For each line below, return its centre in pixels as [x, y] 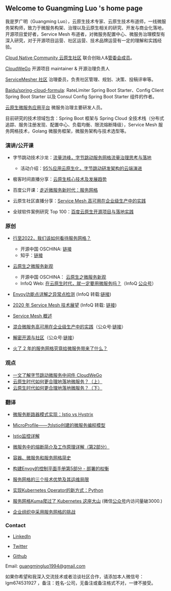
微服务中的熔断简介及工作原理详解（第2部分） [61, 447]
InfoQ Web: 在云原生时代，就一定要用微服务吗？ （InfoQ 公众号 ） [88, 284]
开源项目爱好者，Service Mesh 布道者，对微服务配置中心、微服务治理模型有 [85, 34]
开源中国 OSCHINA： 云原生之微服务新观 [63, 277]
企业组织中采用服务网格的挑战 [44, 512]
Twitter [20, 546]
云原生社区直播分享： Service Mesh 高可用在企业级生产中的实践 [79, 201]
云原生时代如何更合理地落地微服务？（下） [57, 388]
